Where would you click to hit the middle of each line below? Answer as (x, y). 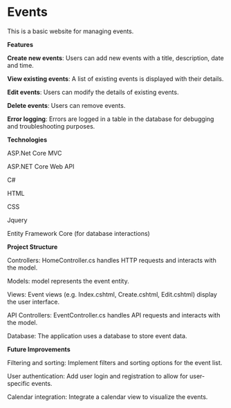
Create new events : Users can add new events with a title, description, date (115, 58)
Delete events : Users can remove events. (66, 105)
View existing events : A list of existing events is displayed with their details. (115, 78)
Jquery (17, 220)
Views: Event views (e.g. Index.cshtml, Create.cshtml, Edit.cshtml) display (112, 294)
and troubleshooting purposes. (51, 126)
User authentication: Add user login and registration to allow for (98, 376)
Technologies (27, 140)
